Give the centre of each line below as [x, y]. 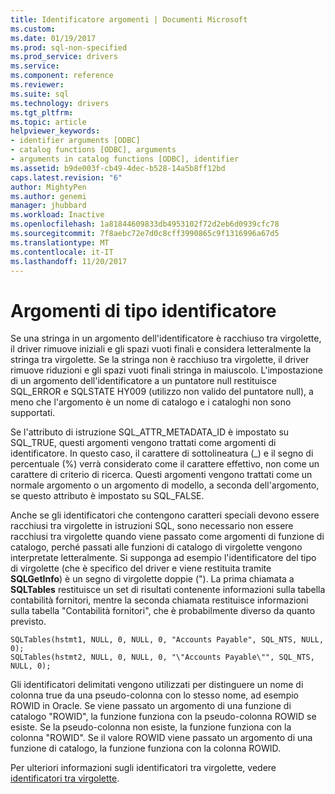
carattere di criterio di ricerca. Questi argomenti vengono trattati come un [161, 475]
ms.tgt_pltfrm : [42, 112]
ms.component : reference [62, 76]
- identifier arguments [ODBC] [75, 141]
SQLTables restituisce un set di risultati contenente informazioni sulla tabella [168, 590]
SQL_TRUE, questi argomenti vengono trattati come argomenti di [143, 443]
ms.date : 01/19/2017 [53, 38]
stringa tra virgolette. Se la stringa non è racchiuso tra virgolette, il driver [160, 360]
